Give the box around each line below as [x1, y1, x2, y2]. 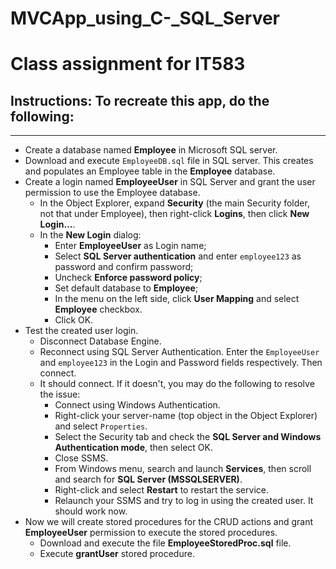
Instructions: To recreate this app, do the [10, 92, 270, 109]
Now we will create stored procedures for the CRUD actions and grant [24, 516, 314, 528]
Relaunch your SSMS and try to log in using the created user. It [54, 495, 314, 507]
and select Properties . [54, 420, 148, 432]
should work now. [54, 505, 128, 517]
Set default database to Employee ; [54, 282, 199, 294]
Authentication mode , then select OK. [54, 442, 213, 454]
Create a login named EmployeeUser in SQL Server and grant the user [24, 176, 316, 188]
